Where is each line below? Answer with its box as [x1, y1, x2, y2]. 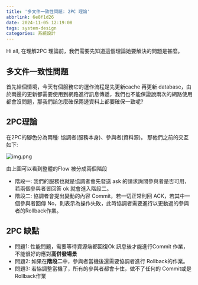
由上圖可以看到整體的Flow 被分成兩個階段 [6, 165, 108, 172]
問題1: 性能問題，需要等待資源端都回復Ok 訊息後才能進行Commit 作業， [14, 243, 189, 250]
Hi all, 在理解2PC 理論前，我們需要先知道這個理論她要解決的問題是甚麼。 [6, 48, 183, 55]
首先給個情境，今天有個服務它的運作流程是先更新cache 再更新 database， [6, 83, 187, 90]
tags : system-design [6, 25, 57, 31]
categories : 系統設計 [6, 31, 56, 37]
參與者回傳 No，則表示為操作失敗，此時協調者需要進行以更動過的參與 [20, 199, 189, 207]
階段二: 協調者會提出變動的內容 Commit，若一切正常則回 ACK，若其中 [14, 192, 185, 199]
